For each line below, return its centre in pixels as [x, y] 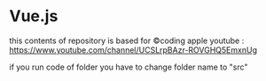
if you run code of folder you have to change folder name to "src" [129, 67]
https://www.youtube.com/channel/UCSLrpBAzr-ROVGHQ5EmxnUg [133, 49]
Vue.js [34, 16]
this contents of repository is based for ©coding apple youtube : [127, 40]
